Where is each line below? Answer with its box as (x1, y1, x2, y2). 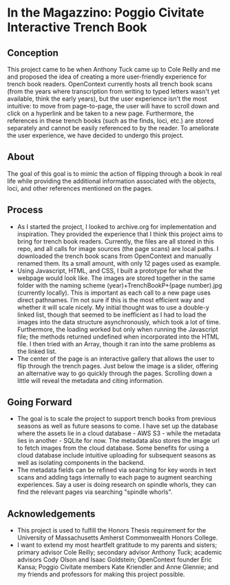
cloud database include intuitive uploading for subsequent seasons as (17, 451, 216, 459)
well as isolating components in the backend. (17, 459, 145, 467)
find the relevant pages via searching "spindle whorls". (17, 488, 173, 496)
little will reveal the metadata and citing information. (17, 376, 164, 384)
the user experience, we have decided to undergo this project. (7, 131, 184, 139)
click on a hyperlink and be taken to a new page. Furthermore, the (7, 109, 194, 117)
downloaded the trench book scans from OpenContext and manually (17, 252, 212, 260)
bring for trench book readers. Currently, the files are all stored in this (17, 237, 215, 246)
